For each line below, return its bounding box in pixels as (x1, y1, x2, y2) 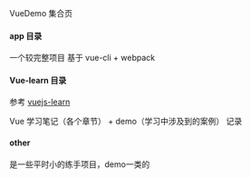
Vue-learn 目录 (9, 74, 67, 85)
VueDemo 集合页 (9, 8, 72, 18)
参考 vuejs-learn (9, 96, 71, 107)
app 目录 (9, 30, 43, 41)
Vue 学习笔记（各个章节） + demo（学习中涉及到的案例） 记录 (9, 116, 243, 127)
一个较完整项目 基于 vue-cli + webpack (9, 53, 156, 64)
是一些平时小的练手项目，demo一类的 (9, 158, 150, 170)
